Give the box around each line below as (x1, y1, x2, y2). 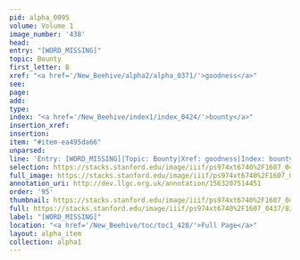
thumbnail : (9, 196, 50, 205)
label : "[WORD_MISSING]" (9, 212, 102, 222)
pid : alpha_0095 (9, 13, 70, 22)
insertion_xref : (9, 122, 70, 130)
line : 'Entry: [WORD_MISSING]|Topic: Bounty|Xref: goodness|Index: (9, 154, 266, 164)
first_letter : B (9, 63, 70, 72)
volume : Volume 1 (9, 21, 74, 30)
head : (9, 38, 29, 47)
